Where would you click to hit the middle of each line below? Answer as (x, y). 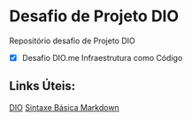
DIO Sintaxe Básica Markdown (64, 107)
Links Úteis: (42, 86)
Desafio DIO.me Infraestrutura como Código (102, 57)
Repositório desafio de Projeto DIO (72, 41)
